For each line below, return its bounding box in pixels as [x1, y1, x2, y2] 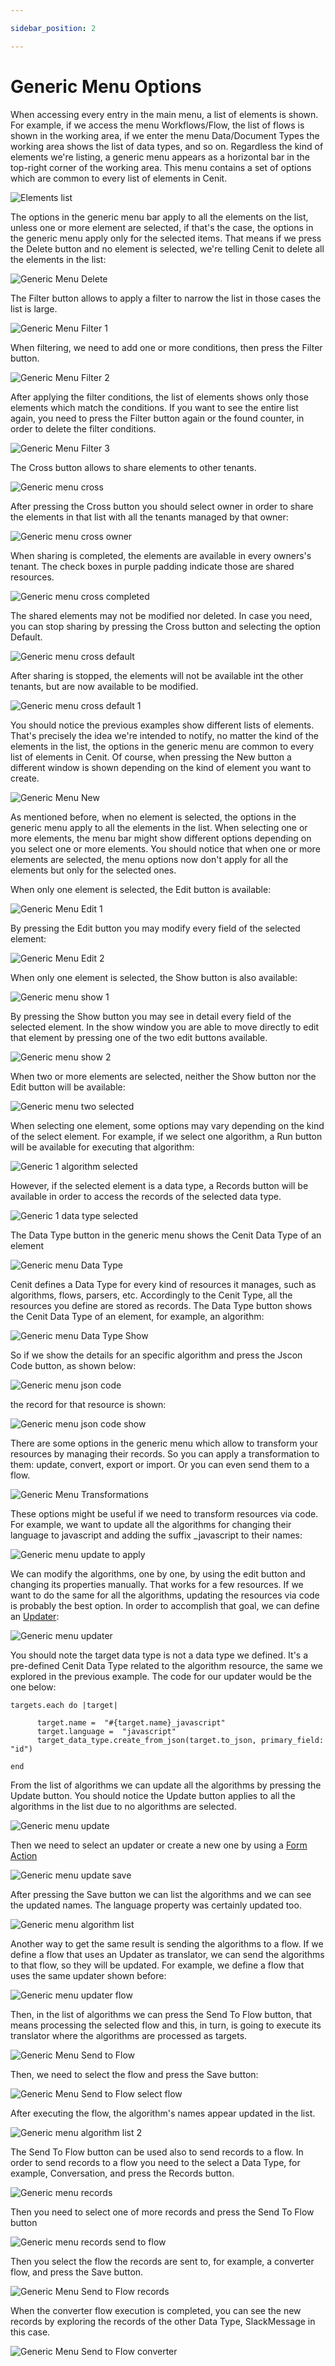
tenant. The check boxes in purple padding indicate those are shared [10, 560, 295, 572]
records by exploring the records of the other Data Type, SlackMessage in [10, 2315, 316, 2327]
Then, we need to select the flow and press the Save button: [10, 2068, 259, 2080]
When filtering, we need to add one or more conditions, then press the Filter [10, 341, 323, 353]
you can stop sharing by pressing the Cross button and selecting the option [10, 620, 321, 632]
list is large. [10, 302, 58, 315]
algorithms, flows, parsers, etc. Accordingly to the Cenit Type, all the [10, 1289, 293, 1301]
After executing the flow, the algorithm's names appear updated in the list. [10, 2107, 316, 2119]
